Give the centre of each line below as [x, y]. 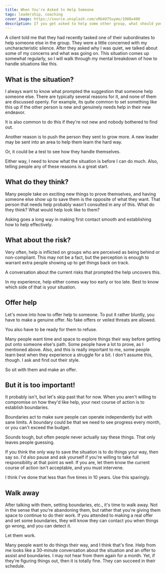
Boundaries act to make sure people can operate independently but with [79, 417]
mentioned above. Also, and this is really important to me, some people [77, 349]
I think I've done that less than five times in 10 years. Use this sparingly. [78, 477]
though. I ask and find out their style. [42, 360]
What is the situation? [40, 79]
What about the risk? [38, 240]
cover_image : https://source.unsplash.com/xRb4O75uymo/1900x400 [73, 19]
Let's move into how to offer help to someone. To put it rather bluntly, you [80, 314]
